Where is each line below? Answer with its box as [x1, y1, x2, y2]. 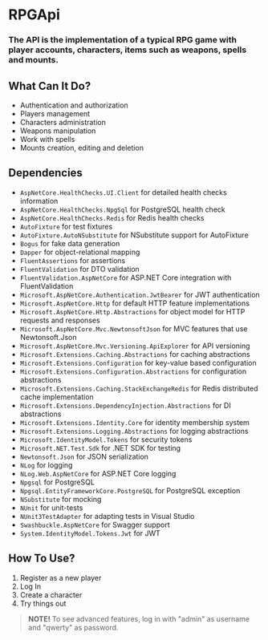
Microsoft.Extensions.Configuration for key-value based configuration [19, 358, 257, 367]
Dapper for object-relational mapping [19, 247, 140, 257]
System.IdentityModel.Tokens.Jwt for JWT [19, 528, 160, 538]
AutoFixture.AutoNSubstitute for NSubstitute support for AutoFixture [19, 230, 249, 240]
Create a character [19, 589, 83, 599]
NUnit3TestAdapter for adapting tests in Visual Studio [19, 511, 195, 521]
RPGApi [8, 6, 60, 24]
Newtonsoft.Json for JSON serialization [19, 452, 148, 461]
